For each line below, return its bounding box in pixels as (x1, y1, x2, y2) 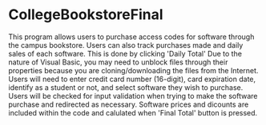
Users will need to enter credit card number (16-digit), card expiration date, (8, 74, 256, 84)
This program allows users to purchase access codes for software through (8, 32, 255, 41)
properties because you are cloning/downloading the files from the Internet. (8, 65, 259, 75)
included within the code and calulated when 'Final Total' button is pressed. (8, 107, 258, 117)
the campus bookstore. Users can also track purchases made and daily (8, 40, 244, 49)
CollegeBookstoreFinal (8, 6, 163, 24)
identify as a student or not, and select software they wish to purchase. (8, 82, 244, 92)
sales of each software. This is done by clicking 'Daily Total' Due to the (8, 49, 243, 58)
